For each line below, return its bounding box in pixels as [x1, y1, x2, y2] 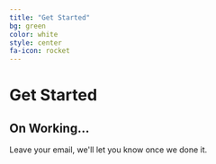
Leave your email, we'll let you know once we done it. [9, 144, 208, 155]
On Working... [9, 120, 90, 135]
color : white [9, 30, 58, 39]
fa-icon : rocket [9, 47, 70, 56]
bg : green [9, 22, 47, 30]
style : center [9, 38, 63, 47]
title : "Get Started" [9, 13, 91, 22]
